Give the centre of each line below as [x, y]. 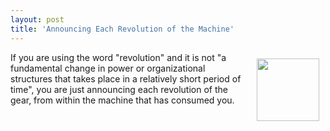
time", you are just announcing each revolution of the [119, 89]
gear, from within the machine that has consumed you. [122, 100]
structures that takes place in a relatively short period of [126, 78]
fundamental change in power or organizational [108, 68]
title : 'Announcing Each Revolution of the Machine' [122, 29]
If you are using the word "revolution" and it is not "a [118, 57]
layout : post [37, 19]
